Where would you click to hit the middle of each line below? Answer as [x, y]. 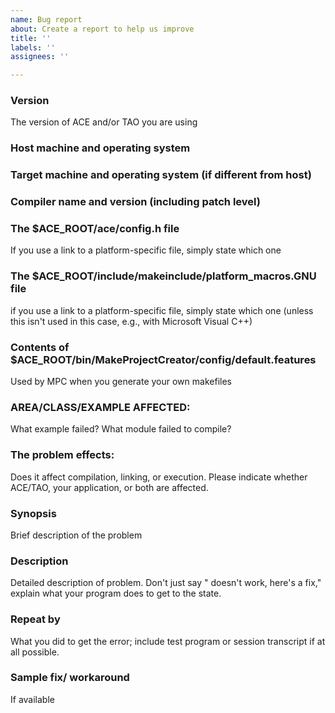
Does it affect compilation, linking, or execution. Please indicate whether [159, 477]
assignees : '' [40, 57]
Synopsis [33, 513]
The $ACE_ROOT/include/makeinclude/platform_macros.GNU [163, 276]
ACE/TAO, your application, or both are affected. [109, 487]
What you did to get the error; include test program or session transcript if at [168, 641]
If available [32, 699]
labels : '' [33, 47]
